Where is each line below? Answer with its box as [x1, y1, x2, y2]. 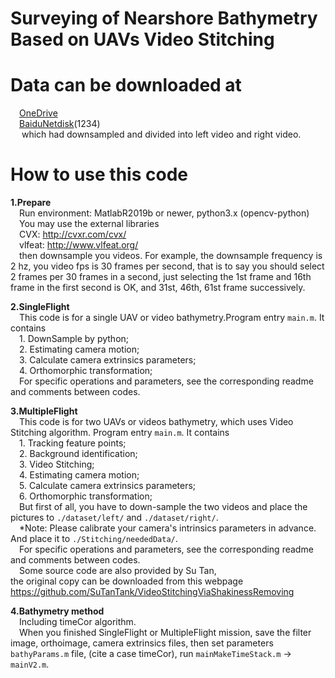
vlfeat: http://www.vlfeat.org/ [19, 239, 139, 251]
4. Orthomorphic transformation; [19, 365, 153, 377]
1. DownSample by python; [19, 333, 130, 345]
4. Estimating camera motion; [19, 469, 140, 481]
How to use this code [10, 163, 188, 186]
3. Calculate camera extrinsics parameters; [19, 354, 197, 366]
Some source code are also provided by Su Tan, [19, 565, 217, 577]
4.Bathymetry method [10, 605, 105, 617]
